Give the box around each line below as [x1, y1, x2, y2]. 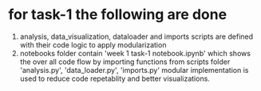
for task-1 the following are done [8, 6, 227, 24]
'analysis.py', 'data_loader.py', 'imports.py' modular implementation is [19, 65, 249, 74]
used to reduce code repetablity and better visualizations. [19, 74, 210, 83]
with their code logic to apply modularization [19, 40, 167, 49]
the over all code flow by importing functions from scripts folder [19, 57, 231, 66]
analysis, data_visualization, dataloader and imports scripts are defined [19, 32, 254, 41]
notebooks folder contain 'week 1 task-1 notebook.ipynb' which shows [19, 48, 251, 58]
